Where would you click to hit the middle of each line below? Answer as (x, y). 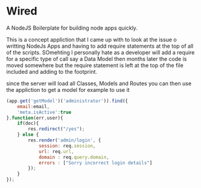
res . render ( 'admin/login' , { (65, 140)
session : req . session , (67, 146)
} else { (28, 135)
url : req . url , (56, 151)
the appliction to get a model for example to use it (68, 89)
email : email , (33, 106)
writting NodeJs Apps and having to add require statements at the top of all (100, 46)
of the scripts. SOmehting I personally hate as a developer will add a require (101, 52)
